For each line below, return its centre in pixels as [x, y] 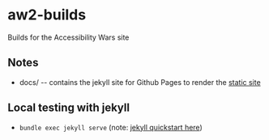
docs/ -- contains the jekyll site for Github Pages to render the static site [140, 82]
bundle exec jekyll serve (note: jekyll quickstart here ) [111, 127]
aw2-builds [47, 15]
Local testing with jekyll [69, 108]
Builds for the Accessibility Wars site [68, 37]
